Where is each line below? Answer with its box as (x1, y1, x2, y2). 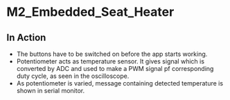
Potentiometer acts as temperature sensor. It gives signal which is (16, 57, 205, 66)
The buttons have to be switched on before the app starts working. (16, 50, 208, 58)
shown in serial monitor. (16, 87, 85, 94)
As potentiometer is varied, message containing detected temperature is (16, 79, 223, 87)
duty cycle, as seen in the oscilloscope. (16, 72, 130, 80)
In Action (6, 32, 46, 43)
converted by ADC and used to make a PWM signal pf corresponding (16, 65, 214, 72)
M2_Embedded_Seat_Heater (6, 4, 175, 20)
